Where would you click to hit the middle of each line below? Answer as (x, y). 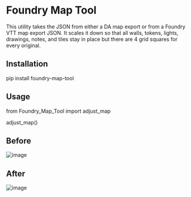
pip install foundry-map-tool (40, 78)
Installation (27, 64)
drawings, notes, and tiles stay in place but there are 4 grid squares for (92, 39)
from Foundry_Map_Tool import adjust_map (58, 111)
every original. (24, 45)
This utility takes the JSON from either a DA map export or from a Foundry (96, 27)
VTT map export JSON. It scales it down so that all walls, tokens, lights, (92, 32)
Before (19, 141)
